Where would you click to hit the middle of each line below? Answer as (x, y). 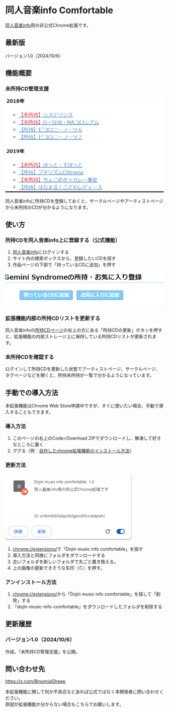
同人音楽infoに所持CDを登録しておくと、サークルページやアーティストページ (84, 201)
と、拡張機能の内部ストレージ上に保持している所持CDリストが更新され (79, 336)
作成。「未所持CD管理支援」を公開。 (43, 652)
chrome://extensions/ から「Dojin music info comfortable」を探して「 (84, 594)
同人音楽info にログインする (41, 252)
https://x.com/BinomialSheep (35, 681)
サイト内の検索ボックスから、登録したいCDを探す (64, 258)
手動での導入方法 (32, 393)
